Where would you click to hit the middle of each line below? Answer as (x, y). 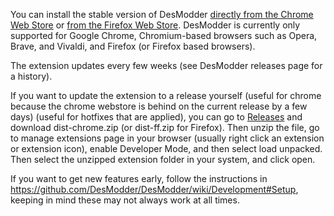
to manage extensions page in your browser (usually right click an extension (167, 138)
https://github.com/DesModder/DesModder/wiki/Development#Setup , (154, 189)
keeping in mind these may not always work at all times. (125, 200)
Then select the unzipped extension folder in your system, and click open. (163, 159)
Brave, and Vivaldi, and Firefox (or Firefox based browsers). (133, 46)
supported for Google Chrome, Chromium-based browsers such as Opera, (164, 35)
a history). (31, 76)
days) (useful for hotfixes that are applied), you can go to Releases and (156, 117)
